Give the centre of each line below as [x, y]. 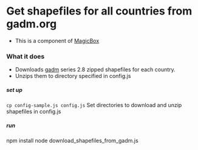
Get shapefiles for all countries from [99, 11]
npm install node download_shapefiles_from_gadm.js [72, 141]
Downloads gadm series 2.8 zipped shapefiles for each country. [95, 70]
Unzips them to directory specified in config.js [73, 76]
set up [15, 90]
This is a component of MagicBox [57, 41]
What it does [26, 56]
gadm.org [32, 24]
